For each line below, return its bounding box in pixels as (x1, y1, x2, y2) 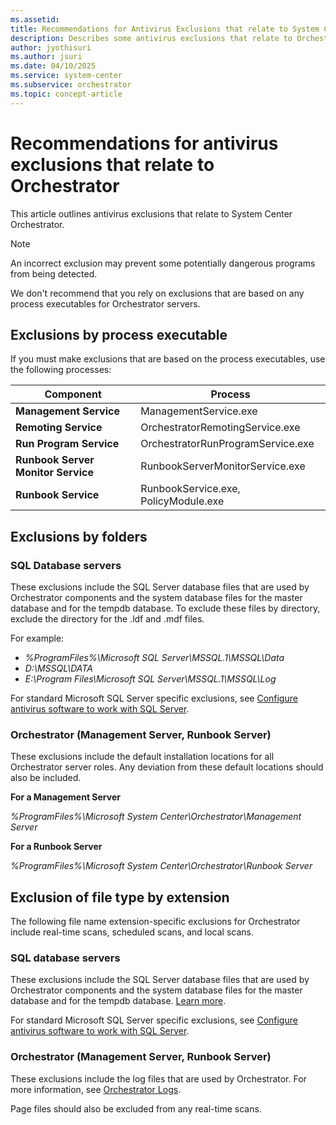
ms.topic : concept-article (10, 89, 123, 99)
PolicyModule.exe (140, 494, 225, 508)
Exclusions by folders (10, 528, 148, 545)
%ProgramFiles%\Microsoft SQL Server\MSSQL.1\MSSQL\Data (24, 652, 285, 664)
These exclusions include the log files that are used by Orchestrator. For (10, 1072, 307, 1085)
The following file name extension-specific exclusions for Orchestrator (10, 916, 301, 928)
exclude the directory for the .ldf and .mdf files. (10, 613, 205, 625)
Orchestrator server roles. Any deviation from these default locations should (10, 761, 324, 773)
